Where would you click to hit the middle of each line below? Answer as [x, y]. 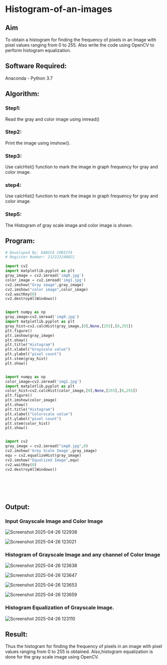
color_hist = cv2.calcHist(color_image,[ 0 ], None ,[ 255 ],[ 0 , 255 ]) [71, 391]
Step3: [13, 156]
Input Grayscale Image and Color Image [54, 521]
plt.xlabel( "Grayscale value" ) [38, 350]
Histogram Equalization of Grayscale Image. [60, 608]
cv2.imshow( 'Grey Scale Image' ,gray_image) [51, 451]
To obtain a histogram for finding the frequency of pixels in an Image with [81, 40]
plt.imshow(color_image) [31, 400]
